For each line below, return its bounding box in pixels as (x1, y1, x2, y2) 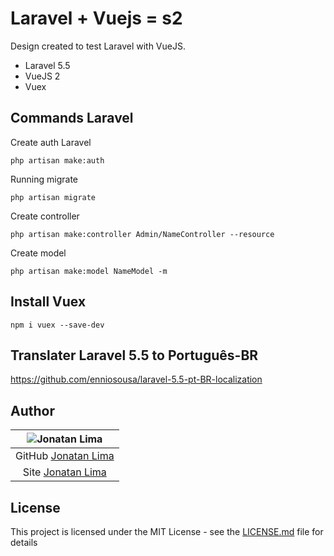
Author (10, 402, 55, 419)
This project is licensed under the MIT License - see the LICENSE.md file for (10, 526, 324, 537)
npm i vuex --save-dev (10, 320, 105, 330)
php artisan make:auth (10, 155, 105, 166)
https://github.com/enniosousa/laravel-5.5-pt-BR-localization (10, 373, 263, 386)
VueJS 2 (24, 70, 61, 82)
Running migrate (10, 173, 78, 185)
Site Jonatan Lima (22, 465, 107, 479)
